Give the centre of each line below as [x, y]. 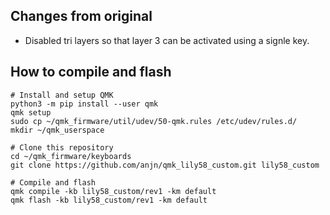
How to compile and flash [91, 72]
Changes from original [81, 16]
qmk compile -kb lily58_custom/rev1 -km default [113, 191]
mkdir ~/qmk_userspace [57, 130]
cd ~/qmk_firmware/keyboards [71, 156]
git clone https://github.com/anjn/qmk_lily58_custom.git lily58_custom [165, 165]
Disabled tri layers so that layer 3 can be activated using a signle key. [167, 40]
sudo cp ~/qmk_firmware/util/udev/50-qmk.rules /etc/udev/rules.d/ [154, 121]
